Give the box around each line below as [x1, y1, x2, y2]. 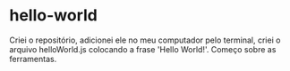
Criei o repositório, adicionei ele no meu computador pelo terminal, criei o [9, 35, 281, 45]
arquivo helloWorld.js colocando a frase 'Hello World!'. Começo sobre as [9, 43, 277, 54]
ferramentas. [9, 53, 57, 64]
